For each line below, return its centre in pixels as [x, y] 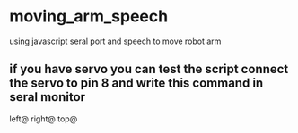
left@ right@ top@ [44, 119]
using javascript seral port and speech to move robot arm [115, 41]
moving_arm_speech [89, 17]
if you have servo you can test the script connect [149, 69]
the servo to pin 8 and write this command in [136, 83]
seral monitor [48, 97]
